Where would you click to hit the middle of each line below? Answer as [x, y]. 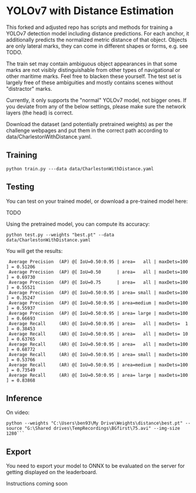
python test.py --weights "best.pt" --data [60, 235]
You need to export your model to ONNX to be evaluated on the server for [96, 466]
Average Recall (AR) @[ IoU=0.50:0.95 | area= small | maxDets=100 [98, 354]
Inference [24, 398]
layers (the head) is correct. [40, 113]
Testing [20, 187]
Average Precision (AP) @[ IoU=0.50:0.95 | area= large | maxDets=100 [98, 313]
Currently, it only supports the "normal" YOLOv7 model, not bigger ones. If [96, 100]
